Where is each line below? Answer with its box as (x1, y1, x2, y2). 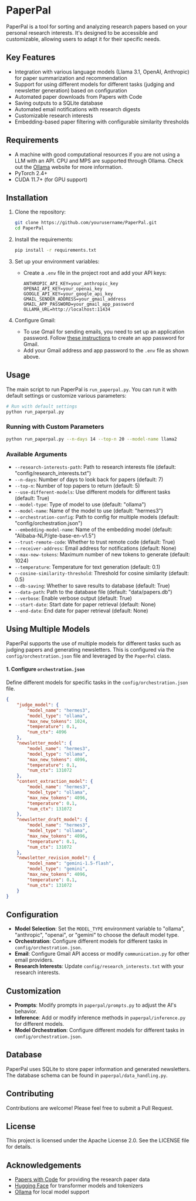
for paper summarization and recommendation (14, 74, 127, 81)
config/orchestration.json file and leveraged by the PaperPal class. (6, 652, 171, 659)
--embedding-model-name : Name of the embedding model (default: (14, 526, 173, 533)
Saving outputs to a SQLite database (14, 99, 103, 106)
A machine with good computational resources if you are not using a (14, 151, 180, 158)
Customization (6, 986, 62, 996)
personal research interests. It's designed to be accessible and (6, 29, 158, 36)
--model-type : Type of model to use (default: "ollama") (14, 501, 147, 508)
